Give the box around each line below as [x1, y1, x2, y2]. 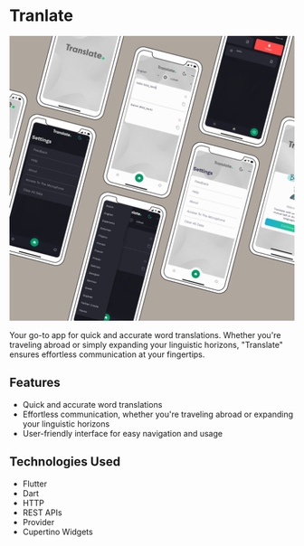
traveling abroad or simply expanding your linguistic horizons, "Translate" [9, 339, 283, 350]
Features [9, 375, 61, 391]
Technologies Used [9, 454, 120, 470]
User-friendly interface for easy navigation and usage [22, 428, 223, 438]
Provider [22, 516, 55, 527]
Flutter [22, 478, 48, 489]
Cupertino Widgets [22, 526, 93, 537]
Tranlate [9, 5, 74, 26]
